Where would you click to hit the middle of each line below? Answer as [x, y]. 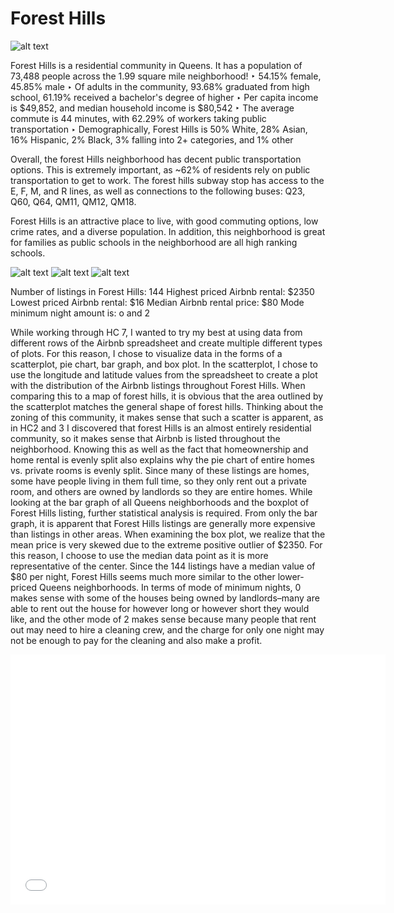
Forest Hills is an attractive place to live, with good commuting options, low [164, 221]
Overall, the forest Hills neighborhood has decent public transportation [156, 159]
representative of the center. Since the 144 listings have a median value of [163, 566]
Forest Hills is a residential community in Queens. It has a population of [156, 65]
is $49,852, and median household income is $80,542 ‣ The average [152, 108]
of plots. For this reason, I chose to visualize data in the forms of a [146, 353]
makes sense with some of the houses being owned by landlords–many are [165, 598]
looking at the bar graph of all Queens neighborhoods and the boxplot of [160, 502]
